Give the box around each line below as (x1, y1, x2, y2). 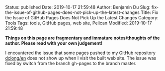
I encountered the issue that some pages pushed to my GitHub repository (5, 50, 156, 56)
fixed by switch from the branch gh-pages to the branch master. (5, 61, 137, 66)
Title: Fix (141, 9, 159, 15)
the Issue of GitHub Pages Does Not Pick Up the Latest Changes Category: (5, 15, 159, 20)
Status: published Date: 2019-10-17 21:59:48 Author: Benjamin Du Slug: (5, 4, 151, 10)
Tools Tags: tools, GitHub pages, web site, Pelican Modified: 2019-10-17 (5, 20, 152, 26)
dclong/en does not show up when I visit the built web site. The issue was (5, 55, 157, 61)
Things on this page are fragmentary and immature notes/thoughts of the (5, 35, 160, 41)
